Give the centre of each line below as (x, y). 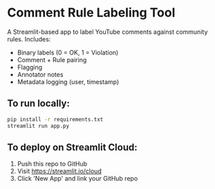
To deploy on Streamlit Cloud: (72, 147)
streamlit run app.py (38, 126)
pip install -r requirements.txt (55, 119)
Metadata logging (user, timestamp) (68, 81)
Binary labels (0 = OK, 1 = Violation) (68, 52)
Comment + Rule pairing (52, 59)
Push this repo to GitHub (52, 164)
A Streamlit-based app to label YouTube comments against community (107, 32)
